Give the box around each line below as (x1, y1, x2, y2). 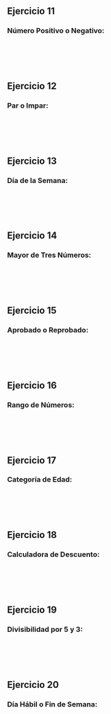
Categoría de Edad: (7, 475, 73, 484)
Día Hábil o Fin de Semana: (7, 699, 98, 709)
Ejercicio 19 (7, 604, 57, 615)
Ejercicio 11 (7, 5, 56, 17)
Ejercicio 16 (7, 380, 57, 391)
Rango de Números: (7, 400, 75, 410)
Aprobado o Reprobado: (7, 325, 89, 335)
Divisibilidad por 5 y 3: (7, 624, 84, 634)
